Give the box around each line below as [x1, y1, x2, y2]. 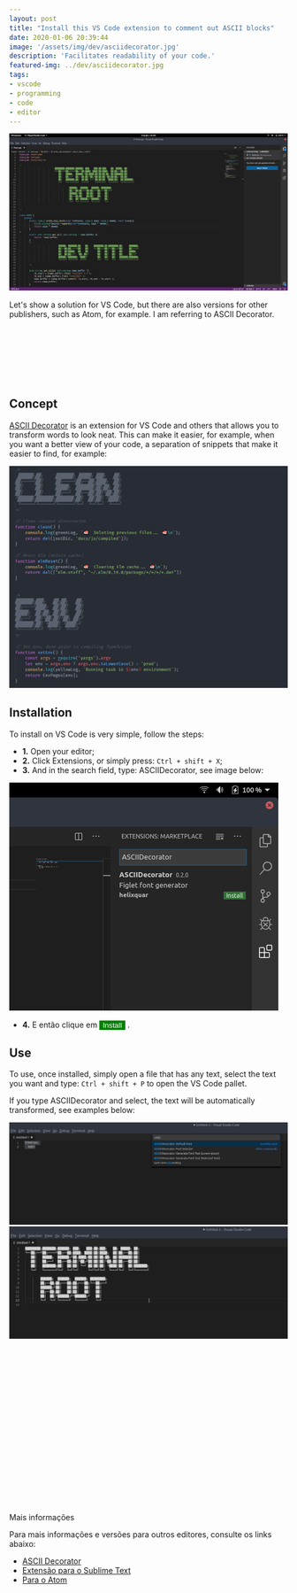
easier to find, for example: [9, 448, 108, 459]
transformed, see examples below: [9, 1105, 135, 1116]
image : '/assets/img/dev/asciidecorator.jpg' [9, 43, 179, 51]
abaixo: [9, 1538, 36, 1549]
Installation [9, 705, 72, 721]
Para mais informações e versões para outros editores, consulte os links [9, 1528, 272, 1540]
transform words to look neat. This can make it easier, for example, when [9, 429, 275, 440]
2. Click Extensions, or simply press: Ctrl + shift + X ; [21, 755, 223, 766]
